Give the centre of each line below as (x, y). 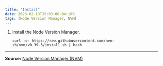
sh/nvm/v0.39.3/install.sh (39, 45)
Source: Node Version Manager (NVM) (44, 59)
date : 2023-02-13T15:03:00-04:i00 (40, 14)
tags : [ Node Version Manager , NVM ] (41, 18)
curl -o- (21, 41)
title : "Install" (23, 9)
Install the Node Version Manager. (46, 32)
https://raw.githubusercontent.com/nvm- (73, 41)
